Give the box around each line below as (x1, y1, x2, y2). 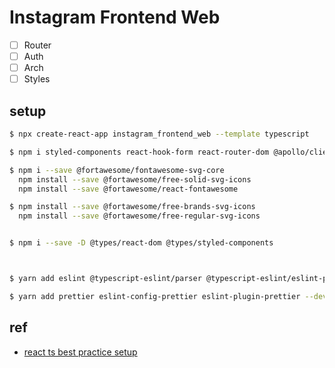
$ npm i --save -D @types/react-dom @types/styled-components (9, 238, 274, 248)
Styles (23, 73, 51, 85)
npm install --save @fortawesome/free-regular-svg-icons (18, 211, 261, 221)
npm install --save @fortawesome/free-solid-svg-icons (18, 174, 252, 185)
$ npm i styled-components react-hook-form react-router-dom (9, 147, 270, 157)
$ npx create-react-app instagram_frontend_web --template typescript (9, 129, 310, 139)
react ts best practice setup (23, 346, 138, 358)
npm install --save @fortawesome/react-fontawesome (18, 184, 239, 194)
